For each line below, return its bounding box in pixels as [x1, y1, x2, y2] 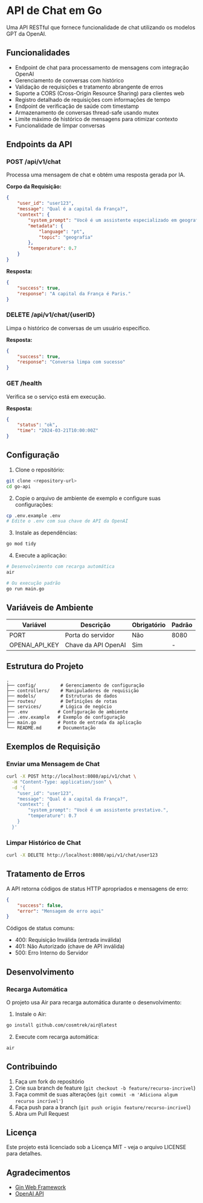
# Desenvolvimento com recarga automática [6, 564, 115, 570]
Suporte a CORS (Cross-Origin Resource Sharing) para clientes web [14, 89, 185, 97]
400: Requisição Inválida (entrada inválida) [14, 936, 122, 944]
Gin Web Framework [14, 1184, 66, 1191]
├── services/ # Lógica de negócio [6, 704, 112, 710]
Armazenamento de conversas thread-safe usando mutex [14, 108, 159, 116]
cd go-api [6, 483, 31, 490]
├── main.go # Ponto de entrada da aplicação [6, 719, 142, 726]
